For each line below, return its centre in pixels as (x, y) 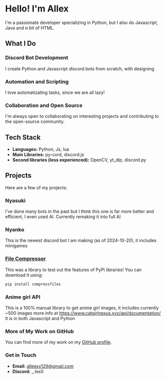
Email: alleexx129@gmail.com (43, 366)
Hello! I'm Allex (37, 9)
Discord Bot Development (37, 58)
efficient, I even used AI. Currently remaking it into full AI (63, 217)
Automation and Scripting (37, 81)
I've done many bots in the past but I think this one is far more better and (80, 211)
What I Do (21, 44)
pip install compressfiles (33, 284)
